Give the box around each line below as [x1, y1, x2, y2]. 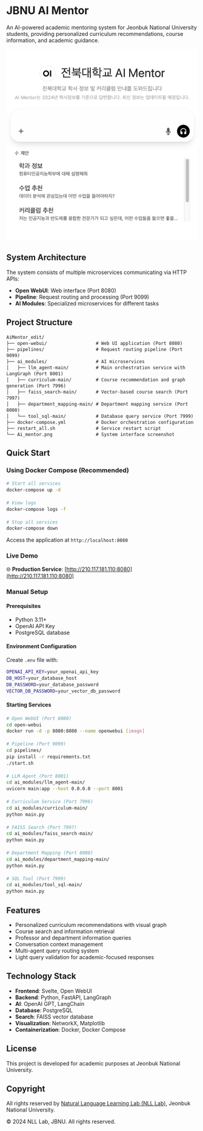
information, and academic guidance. [6, 36, 100, 44]
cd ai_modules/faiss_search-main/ [6, 830, 94, 837]
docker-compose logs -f [6, 506, 67, 512]
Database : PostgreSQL [15, 1006, 73, 1014]
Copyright [6, 1084, 45, 1094]
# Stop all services [6, 519, 59, 525]
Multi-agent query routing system [15, 947, 99, 954]
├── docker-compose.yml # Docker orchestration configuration [6, 419, 194, 425]
